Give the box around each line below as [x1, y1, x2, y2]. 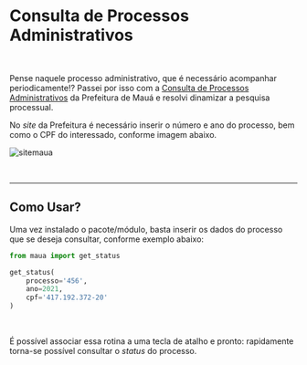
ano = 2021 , [26, 285, 64, 294]
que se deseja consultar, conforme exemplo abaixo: [9, 234, 204, 245]
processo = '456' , [26, 276, 89, 286]
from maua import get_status [9, 251, 121, 260]
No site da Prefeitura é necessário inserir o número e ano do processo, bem [9, 120, 295, 130]
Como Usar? [9, 200, 82, 215]
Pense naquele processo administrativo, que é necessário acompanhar [9, 72, 277, 83]
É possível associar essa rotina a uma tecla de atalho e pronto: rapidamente [9, 336, 294, 347]
